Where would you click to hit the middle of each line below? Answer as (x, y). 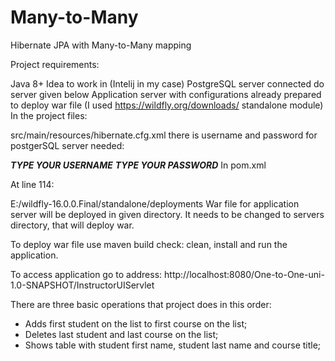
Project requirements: (55, 64)
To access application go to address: (86, 274)
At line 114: (32, 184)
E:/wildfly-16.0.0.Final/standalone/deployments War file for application (155, 203)
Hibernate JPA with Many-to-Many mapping (101, 45)
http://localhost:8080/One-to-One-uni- (244, 274)
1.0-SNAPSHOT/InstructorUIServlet (82, 285)
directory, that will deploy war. (72, 225)
